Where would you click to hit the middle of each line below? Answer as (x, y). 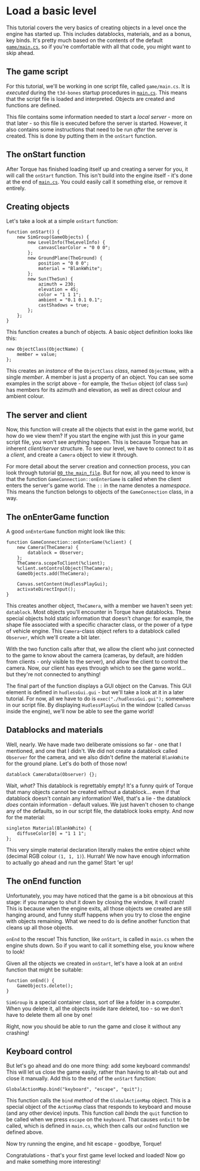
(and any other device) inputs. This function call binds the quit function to (97, 1113)
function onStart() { (33, 232)
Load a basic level (51, 11)
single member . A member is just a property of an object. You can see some (100, 377)
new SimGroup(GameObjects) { (53, 237)
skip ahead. (20, 53)
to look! (16, 952)
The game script (37, 72)
